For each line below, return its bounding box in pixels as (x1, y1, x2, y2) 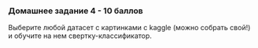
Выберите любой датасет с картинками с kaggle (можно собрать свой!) (8, 23, 251, 33)
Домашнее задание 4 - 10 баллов (8, 5, 143, 16)
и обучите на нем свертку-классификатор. (8, 31, 152, 40)
